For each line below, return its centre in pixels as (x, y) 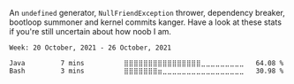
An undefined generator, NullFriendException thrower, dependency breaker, (147, 13)
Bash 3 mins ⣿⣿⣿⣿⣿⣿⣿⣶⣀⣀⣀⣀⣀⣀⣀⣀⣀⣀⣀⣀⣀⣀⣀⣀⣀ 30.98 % (147, 71)
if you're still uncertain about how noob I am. (90, 31)
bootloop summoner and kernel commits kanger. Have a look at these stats (146, 22)
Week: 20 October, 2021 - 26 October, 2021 (90, 48)
